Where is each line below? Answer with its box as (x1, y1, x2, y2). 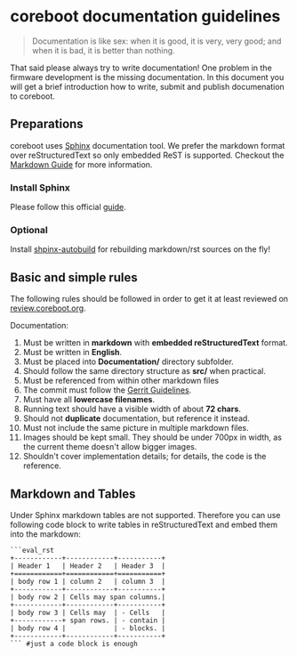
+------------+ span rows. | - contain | (10, 616, 166, 625)
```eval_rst (10, 546, 54, 555)
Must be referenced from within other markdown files (22, 376, 220, 386)
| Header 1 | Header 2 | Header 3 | (10, 561, 166, 571)
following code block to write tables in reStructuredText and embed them (10, 519, 278, 530)
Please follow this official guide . (10, 202, 127, 213)
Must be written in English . (22, 347, 123, 358)
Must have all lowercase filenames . (22, 394, 155, 405)
